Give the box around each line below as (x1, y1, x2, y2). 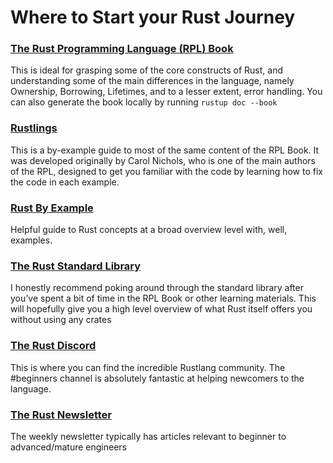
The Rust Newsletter (10, 407, 112, 421)
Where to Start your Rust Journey (10, 6, 296, 29)
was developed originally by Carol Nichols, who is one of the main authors (10, 154, 316, 166)
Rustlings (10, 121, 58, 135)
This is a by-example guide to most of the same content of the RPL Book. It (10, 144, 320, 156)
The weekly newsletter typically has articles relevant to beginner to (10, 430, 287, 442)
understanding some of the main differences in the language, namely (10, 75, 295, 87)
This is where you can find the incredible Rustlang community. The (10, 361, 286, 373)
